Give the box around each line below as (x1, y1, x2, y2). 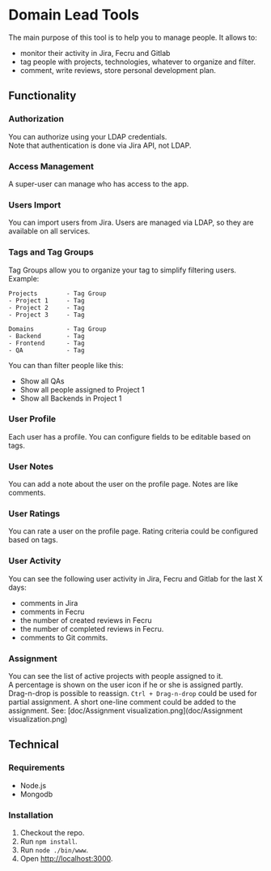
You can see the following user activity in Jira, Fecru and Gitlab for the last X (8, 573, 263, 583)
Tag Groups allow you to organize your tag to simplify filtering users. (8, 265, 237, 275)
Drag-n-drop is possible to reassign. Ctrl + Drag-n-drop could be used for (8, 689, 257, 698)
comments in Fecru (19, 607, 85, 616)
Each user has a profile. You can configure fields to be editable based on (8, 431, 251, 441)
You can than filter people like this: (8, 360, 124, 370)
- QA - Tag (8, 346, 85, 354)
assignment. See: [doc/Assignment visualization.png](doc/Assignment (8, 706, 243, 715)
